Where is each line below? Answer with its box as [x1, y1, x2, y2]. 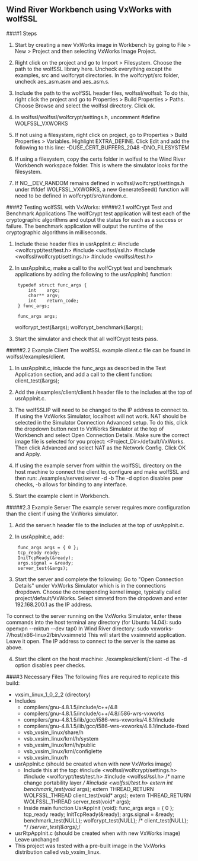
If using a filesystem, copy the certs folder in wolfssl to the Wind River [14, 155, 186, 162]
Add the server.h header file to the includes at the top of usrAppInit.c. [14, 521, 184, 528]
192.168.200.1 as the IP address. [14, 601, 93, 608]
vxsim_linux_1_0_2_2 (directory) [14, 691, 91, 698]
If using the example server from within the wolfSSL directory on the [14, 462, 182, 469]
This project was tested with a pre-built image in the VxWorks [14, 842, 166, 849]
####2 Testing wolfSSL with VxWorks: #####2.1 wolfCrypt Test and [6, 203, 173, 211]
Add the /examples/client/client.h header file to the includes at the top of [14, 388, 193, 396]
